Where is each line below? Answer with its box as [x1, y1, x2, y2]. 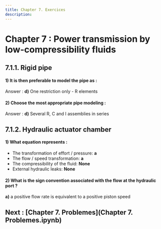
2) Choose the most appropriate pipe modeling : [5, 100, 106, 106]
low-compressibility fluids [5, 44, 116, 55]
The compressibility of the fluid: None [12, 161, 90, 167]
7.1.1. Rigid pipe [5, 64, 52, 72]
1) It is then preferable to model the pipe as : [5, 77, 97, 83]
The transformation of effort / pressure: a [12, 150, 97, 156]
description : [5, 12, 32, 17]
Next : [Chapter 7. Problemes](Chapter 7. [5, 208, 133, 217]
